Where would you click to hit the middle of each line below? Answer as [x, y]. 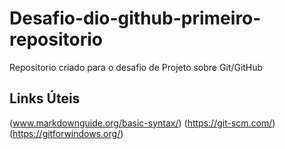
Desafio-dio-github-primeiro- [135, 18]
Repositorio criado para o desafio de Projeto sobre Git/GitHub [136, 67]
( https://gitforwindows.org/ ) [66, 133]
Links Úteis [45, 98]
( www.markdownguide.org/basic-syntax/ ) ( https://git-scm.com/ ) [142, 123]
